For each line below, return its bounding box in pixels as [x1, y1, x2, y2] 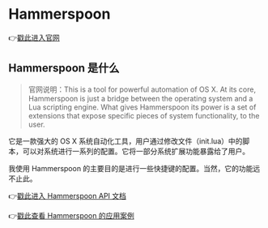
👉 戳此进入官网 [8, 32, 61, 42]
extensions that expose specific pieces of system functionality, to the [28, 110, 260, 120]
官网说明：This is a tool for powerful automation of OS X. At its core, [28, 84, 257, 94]
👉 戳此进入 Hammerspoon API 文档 [8, 191, 127, 200]
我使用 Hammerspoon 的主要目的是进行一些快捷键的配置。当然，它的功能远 [8, 163, 261, 173]
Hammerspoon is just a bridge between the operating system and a [28, 93, 253, 103]
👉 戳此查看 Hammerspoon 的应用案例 [8, 210, 135, 220]
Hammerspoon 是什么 [8, 62, 120, 75]
